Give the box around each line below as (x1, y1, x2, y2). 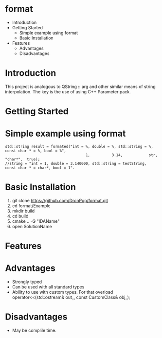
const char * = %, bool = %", (5, 148, 67, 153)
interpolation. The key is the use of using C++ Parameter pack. (5, 89, 131, 94)
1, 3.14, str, (85, 153, 158, 158)
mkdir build (12, 208, 35, 213)
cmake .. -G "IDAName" (12, 218, 60, 224)
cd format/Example (12, 203, 51, 209)
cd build (12, 213, 29, 219)
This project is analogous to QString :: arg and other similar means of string (5, 84, 156, 89)
